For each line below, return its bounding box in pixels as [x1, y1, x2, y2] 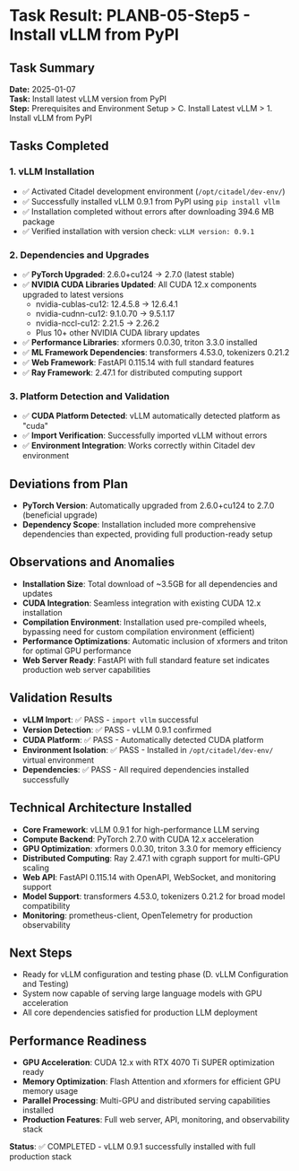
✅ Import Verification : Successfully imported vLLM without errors [21, 430, 268, 441]
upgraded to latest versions [21, 289, 124, 300]
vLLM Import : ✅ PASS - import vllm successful [21, 714, 199, 725]
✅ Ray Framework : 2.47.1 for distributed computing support [21, 367, 243, 378]
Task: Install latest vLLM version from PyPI [9, 93, 167, 104]
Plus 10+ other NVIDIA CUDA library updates [35, 327, 201, 337]
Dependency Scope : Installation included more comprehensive [21, 520, 257, 530]
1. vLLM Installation [9, 165, 95, 178]
